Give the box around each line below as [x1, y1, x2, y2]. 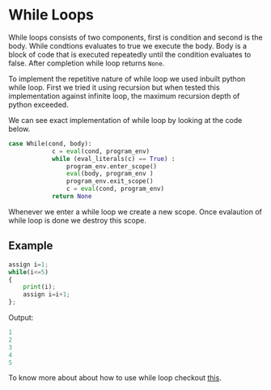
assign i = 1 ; [8, 261, 49, 269]
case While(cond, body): [8, 139, 92, 147]
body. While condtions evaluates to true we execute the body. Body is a [8, 40, 248, 50]
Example [8, 239, 53, 252]
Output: [8, 313, 34, 322]
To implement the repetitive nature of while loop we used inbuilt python [8, 74, 246, 83]
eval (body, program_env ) [66, 170, 154, 178]
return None [51, 193, 92, 201]
